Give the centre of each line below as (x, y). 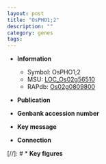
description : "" (30, 26)
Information (34, 59)
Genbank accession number (58, 114)
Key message (37, 127)
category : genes (30, 33)
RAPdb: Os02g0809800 (61, 87)
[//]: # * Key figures (35, 154)
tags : (15, 39)
